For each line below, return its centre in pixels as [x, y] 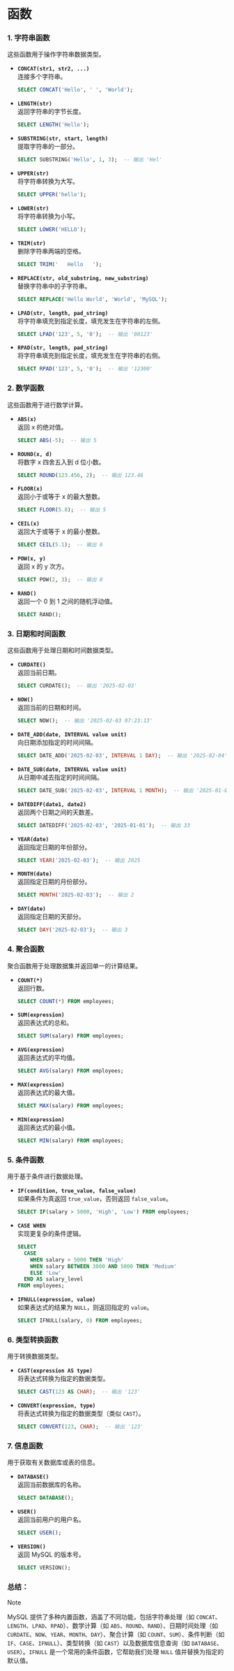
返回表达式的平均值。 [48, 1058]
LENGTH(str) [34, 104]
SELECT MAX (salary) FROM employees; [70, 1106]
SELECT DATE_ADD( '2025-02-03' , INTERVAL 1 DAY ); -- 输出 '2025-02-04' [122, 755]
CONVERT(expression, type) [56, 1406]
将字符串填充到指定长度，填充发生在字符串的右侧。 [91, 356]
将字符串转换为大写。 [48, 182]
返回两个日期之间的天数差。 [57, 812]
